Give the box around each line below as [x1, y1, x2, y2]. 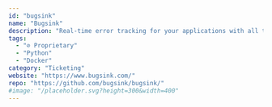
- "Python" [15, 49, 53, 57]
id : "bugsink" [8, 11, 57, 20]
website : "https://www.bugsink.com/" [8, 72, 136, 80]
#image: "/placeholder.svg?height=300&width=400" [8, 86, 180, 95]
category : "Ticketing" [8, 64, 85, 72]
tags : [8, 34, 27, 43]
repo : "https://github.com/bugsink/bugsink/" [8, 79, 164, 87]
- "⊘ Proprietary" [15, 42, 79, 50]
